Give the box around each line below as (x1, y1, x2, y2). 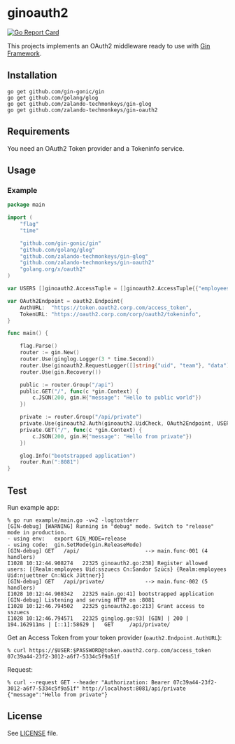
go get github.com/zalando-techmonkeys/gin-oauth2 (7, 107, 158, 114)
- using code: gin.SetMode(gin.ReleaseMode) (7, 541, 142, 548)
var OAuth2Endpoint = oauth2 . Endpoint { (7, 297, 124, 304)
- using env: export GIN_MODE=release (7, 535, 127, 542)
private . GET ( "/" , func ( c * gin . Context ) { (20, 426, 143, 433)
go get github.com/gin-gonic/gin (7, 88, 105, 95)
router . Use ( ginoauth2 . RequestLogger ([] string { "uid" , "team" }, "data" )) (20, 362, 233, 369)
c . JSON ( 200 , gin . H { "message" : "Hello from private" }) (32, 433, 192, 440)
